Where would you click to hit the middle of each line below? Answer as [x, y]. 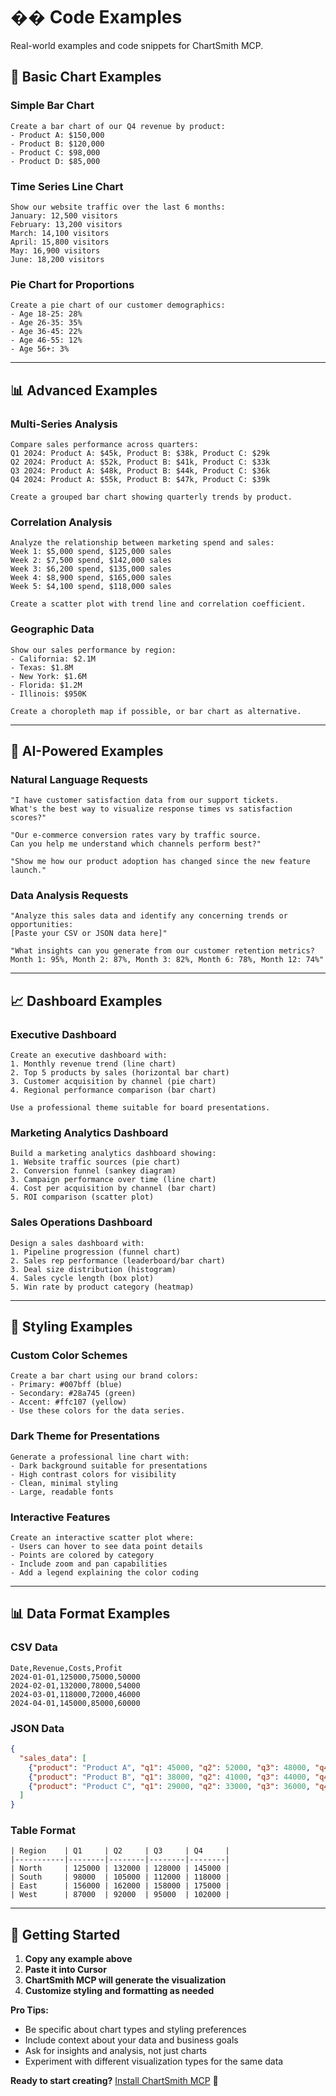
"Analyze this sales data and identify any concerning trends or [149, 916]
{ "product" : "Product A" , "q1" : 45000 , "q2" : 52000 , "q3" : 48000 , [169, 1767]
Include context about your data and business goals [131, 2040]
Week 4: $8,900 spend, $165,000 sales [91, 578]
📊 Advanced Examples [84, 390]
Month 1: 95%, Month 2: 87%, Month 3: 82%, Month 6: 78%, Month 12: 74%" [167, 960]
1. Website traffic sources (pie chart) [96, 1162]
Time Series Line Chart [67, 186]
